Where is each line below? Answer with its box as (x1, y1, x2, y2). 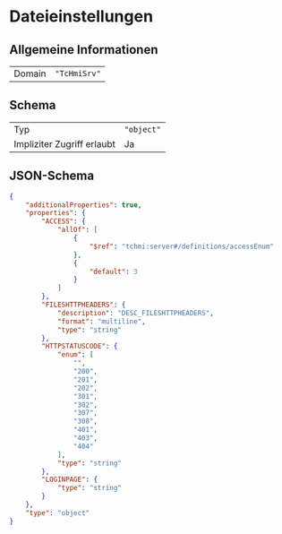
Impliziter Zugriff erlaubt (13, 137, 116, 150)
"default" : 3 (89, 267, 139, 276)
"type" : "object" (25, 508, 90, 517)
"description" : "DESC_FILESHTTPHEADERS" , (56, 308, 215, 317)
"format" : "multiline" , (56, 316, 146, 326)
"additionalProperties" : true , (25, 200, 142, 210)
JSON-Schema (9, 168, 95, 184)
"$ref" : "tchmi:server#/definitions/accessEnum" (89, 242, 275, 251)
